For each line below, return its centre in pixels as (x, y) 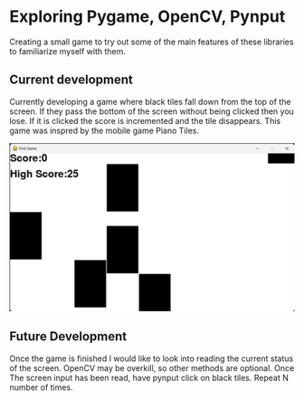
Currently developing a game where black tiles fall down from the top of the (150, 101)
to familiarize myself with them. (68, 51)
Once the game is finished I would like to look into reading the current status (152, 358)
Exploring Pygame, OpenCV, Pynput (147, 17)
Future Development (68, 337)
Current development (71, 80)
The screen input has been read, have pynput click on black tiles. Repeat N (149, 377)
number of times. (42, 387)
